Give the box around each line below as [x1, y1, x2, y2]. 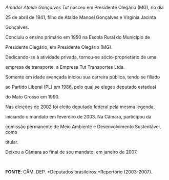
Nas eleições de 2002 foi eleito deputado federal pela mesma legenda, [5, 104, 155, 110]
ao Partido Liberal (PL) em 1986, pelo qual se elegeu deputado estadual [5, 84, 156, 90]
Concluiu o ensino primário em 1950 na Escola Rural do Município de [5, 34, 150, 40]
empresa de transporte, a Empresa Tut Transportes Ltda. [5, 64, 125, 70]
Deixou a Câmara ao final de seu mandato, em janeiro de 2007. [5, 149, 138, 155]
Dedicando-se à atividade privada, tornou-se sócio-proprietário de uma [5, 54, 157, 60]
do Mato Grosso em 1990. [5, 94, 60, 99]
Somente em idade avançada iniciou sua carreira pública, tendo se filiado [5, 74, 160, 80]
